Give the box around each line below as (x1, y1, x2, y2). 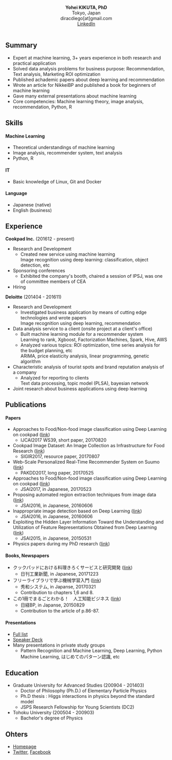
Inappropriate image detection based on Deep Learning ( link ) (12, 508, 142, 514)
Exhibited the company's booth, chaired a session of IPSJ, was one (20, 273, 163, 279)
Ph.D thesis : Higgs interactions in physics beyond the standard (20, 693, 155, 699)
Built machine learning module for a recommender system (20, 331, 144, 337)
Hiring (12, 283, 26, 290)
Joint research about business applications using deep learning (12, 385, 147, 392)
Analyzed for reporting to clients (20, 374, 89, 381)
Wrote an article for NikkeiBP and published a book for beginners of (12, 82, 156, 88)
